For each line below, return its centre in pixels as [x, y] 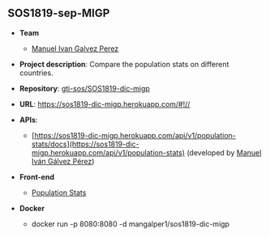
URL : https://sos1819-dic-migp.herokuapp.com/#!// [105, 104]
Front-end [36, 176]
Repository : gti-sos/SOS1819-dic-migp [85, 88]
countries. [36, 73]
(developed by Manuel [224, 152]
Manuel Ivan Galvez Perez [75, 49]
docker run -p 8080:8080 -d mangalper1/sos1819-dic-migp [131, 224]
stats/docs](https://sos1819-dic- [85, 144]
